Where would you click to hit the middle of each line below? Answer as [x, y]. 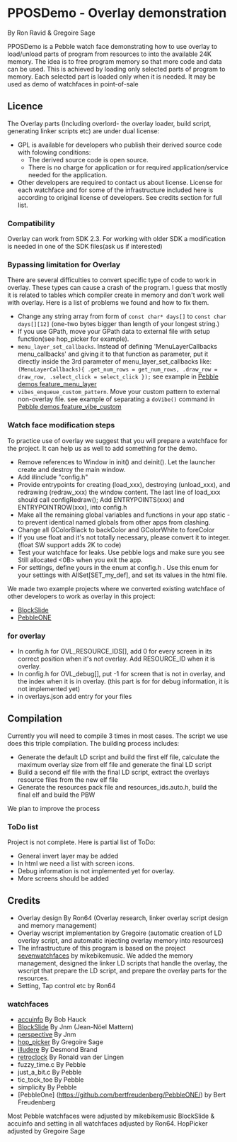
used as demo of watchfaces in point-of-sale [73, 84]
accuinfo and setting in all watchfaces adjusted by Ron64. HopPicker [108, 1124]
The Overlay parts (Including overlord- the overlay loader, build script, [109, 123]
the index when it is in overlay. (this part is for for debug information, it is [123, 681]
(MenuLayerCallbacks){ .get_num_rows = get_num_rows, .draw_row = [117, 370]
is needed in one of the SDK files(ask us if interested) [85, 247]
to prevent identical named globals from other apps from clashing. [114, 522]
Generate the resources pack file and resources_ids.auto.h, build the [117, 787]
